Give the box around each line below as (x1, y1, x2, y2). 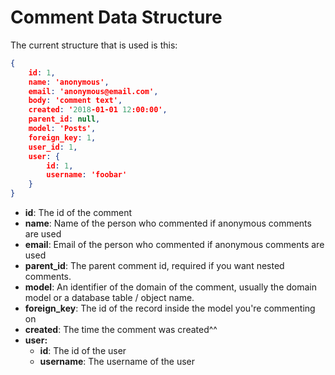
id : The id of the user (39, 345, 127, 357)
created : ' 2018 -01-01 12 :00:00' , (28, 105, 168, 115)
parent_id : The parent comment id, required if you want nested (24, 260, 285, 272)
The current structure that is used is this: (10, 39, 178, 51)
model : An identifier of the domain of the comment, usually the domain (24, 281, 317, 293)
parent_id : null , (28, 114, 101, 125)
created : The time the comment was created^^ (24, 324, 218, 336)
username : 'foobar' (46, 170, 128, 180)
